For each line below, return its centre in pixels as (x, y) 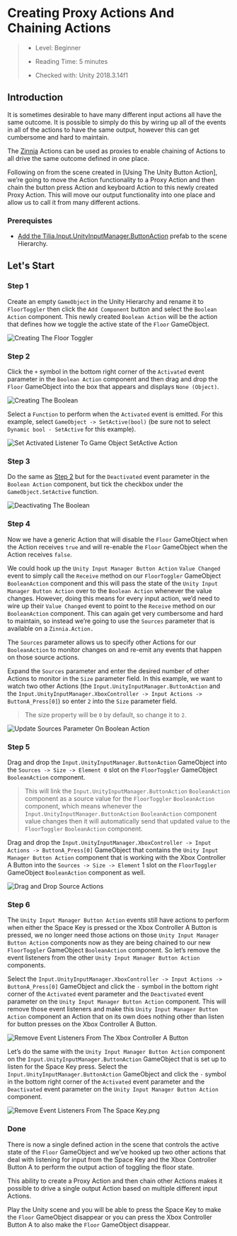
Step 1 (18, 286)
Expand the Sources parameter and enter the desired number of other (109, 670)
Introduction (35, 97)
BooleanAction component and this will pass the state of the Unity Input (112, 583)
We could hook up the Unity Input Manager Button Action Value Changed (114, 568)
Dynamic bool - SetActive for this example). (72, 429)
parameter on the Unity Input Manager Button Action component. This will (117, 1001)
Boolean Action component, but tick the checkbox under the (95, 484)
